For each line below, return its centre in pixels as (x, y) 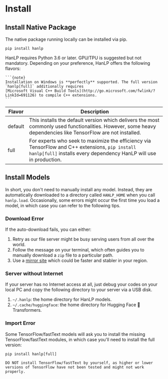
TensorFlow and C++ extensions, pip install (83, 147)
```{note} (15, 78)
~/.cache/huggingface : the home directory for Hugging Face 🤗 (76, 305)
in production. (45, 160)
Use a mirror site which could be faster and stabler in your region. (80, 261)
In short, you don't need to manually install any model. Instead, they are (79, 189)
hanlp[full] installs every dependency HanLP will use (93, 153)
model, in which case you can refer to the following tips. (63, 205)
